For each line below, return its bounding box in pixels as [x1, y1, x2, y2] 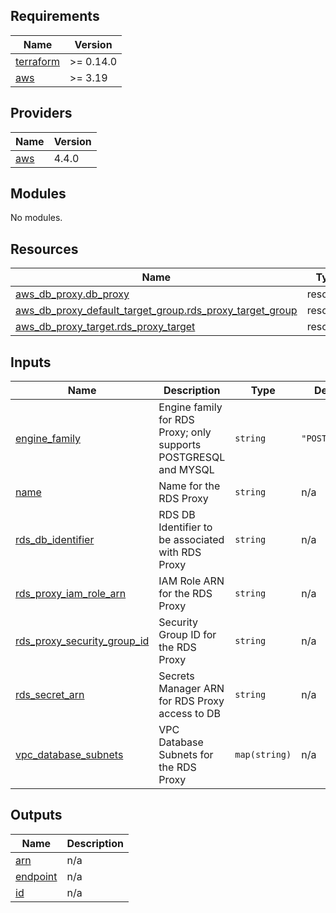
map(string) [234, 749, 292, 761]
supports [158, 438, 202, 452]
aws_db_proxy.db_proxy [15, 287, 130, 301]
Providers [10, 105, 73, 122]
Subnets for [158, 748, 214, 762]
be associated [158, 533, 225, 547]
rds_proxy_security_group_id [15, 634, 150, 648]
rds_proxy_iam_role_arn [15, 587, 127, 601]
